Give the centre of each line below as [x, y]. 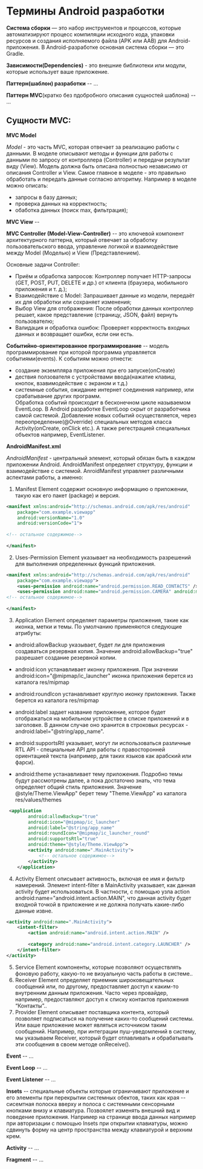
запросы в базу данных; [46, 197]
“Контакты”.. [31, 1006]
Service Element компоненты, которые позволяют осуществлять [98, 967]
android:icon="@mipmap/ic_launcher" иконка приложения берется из [104, 676]
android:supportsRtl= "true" [63, 839]
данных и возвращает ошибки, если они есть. [74, 334]
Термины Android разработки [85, 11]
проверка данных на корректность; [61, 203]
